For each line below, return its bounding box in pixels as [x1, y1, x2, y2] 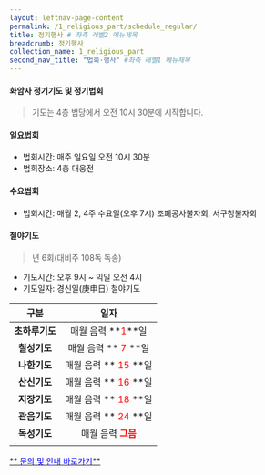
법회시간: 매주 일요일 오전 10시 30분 [22, 151, 150, 162]
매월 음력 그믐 [80, 427, 137, 439]
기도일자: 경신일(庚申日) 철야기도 [22, 283, 141, 294]
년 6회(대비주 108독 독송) [31, 252, 122, 263]
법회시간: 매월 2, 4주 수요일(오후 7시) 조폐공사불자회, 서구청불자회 [22, 207, 258, 219]
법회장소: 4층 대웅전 [22, 163, 94, 174]
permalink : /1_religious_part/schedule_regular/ [9, 22, 198, 31]
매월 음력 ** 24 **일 [65, 409, 153, 422]
